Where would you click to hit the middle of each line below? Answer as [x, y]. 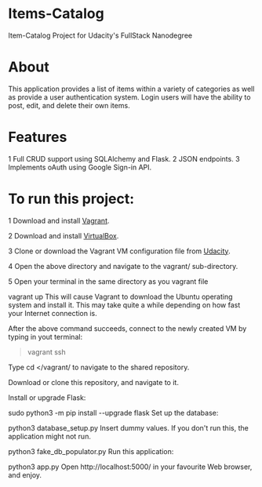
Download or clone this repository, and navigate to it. [93, 382]
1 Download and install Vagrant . [59, 220]
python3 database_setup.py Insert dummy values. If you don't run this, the [128, 427]
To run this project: [71, 199]
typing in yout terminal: [45, 336]
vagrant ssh [47, 352]
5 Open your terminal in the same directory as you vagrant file [108, 281]
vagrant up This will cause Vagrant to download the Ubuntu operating [120, 296]
